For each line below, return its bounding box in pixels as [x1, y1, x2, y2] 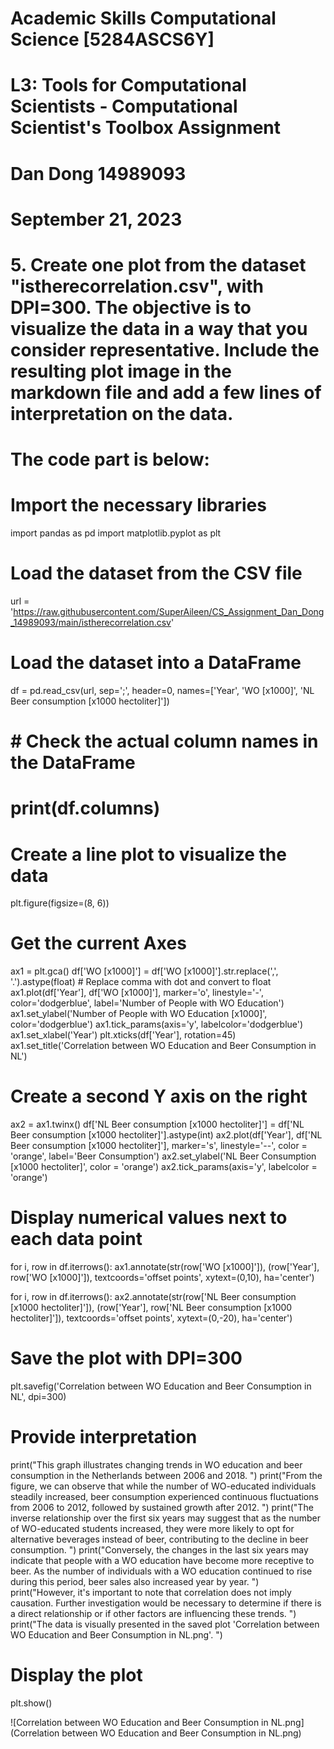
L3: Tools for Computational [10, 74, 247, 97]
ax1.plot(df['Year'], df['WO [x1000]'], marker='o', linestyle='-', [10, 987, 264, 999]
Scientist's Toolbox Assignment [10, 117, 282, 139]
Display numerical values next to [10, 1207, 288, 1229]
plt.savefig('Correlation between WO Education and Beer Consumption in [10, 1380, 312, 1392]
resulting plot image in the [10, 360, 232, 382]
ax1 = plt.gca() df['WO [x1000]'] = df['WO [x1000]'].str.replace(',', [10, 965, 279, 977]
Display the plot [10, 1664, 143, 1687]
